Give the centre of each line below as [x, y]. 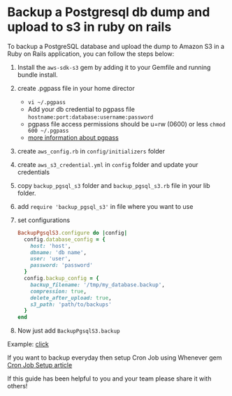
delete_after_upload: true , [71, 298]
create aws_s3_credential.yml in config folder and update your [108, 164]
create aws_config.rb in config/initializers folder [91, 151]
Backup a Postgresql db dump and [109, 12]
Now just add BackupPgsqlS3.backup [68, 331]
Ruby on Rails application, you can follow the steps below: [91, 54]
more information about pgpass [73, 138]
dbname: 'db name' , [59, 252]
